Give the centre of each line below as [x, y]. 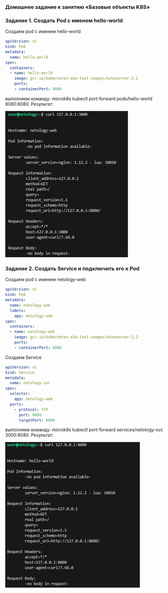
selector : [20, 394]
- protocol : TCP [31, 409]
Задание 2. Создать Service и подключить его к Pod [72, 269]
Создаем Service [23, 357]
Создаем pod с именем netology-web [46, 280]
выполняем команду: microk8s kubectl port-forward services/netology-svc [84, 430]
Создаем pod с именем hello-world [43, 32]
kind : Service [20, 372]
